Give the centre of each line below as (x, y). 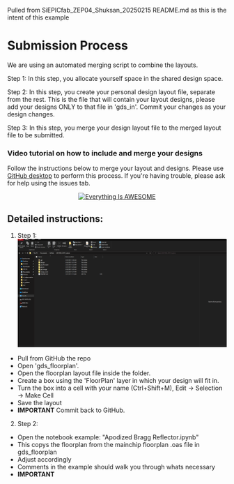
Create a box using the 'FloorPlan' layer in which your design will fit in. (118, 381)
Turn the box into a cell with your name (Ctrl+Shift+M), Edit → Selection (120, 388)
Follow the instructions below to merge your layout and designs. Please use (116, 168)
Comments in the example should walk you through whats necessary (116, 467)
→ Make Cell (36, 395)
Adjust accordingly (44, 460)
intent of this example (38, 17)
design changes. (31, 114)
